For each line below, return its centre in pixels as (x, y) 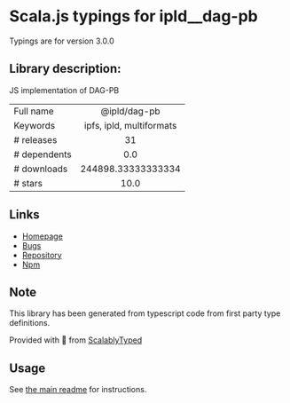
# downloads (41, 169)
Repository (42, 255)
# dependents (43, 154)
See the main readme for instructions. (78, 390)
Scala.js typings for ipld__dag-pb (134, 16)
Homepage (43, 236)
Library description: (65, 69)
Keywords (35, 125)
